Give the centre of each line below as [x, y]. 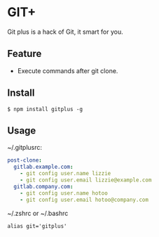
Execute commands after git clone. [68, 70]
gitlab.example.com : [43, 167]
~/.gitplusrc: [25, 148]
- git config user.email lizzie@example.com [86, 180]
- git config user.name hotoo [64, 193]
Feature [25, 54]
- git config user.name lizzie [65, 174]
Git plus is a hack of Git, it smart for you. [65, 32]
